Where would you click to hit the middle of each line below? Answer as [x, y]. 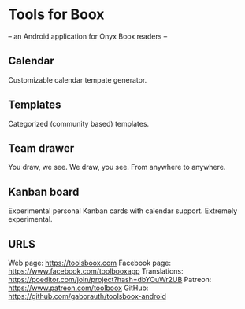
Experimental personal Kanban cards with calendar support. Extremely [123, 211]
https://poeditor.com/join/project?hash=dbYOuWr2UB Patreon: [110, 280]
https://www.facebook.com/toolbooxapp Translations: [96, 271]
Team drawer [41, 148]
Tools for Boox [56, 15]
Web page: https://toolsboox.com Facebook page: [90, 263]
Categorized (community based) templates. [79, 123]
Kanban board [44, 191]
